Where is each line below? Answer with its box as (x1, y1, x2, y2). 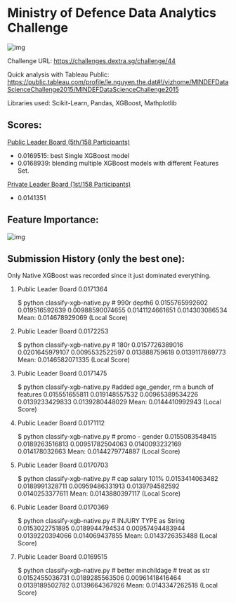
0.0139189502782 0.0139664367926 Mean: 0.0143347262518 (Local (17, 581, 218, 590)
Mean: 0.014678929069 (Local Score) (17, 314, 128, 322)
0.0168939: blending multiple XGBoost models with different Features (17, 159, 219, 167)
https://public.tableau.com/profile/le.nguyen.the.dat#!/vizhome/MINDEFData (7, 77, 229, 86)
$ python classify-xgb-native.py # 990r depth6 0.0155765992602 (17, 298, 209, 307)
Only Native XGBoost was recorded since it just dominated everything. (7, 272, 211, 280)
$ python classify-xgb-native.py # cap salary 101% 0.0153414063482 (17, 475, 219, 483)
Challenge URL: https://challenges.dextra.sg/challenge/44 (7, 56, 176, 65)
